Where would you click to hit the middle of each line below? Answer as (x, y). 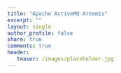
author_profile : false (40, 33)
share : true (24, 40)
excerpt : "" (24, 20)
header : (19, 53)
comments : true (29, 46)
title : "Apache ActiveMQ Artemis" (58, 14)
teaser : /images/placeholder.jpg (65, 59)
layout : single (29, 26)
